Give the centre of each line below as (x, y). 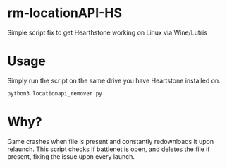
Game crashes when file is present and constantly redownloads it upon (111, 141)
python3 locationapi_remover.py (55, 93)
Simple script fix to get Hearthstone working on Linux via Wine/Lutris (108, 32)
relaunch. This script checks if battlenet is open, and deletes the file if (109, 149)
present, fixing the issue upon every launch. (71, 156)
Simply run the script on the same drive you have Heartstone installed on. (114, 80)
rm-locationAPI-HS (65, 13)
